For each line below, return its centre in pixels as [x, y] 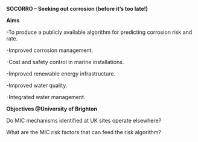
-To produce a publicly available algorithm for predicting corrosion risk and [99, 32]
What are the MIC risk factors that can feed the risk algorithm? [84, 132]
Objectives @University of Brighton [52, 109]
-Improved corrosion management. [50, 50]
